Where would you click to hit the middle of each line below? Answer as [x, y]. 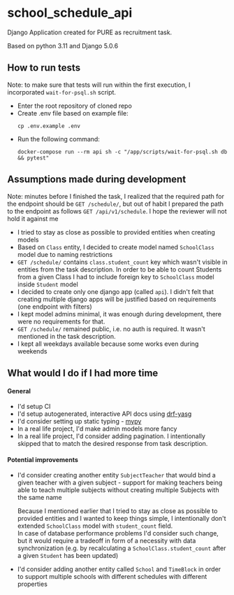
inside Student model [47, 284]
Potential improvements [43, 459]
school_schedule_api [70, 13]
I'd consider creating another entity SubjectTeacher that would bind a [117, 475]
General [19, 391]
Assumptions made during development [97, 180]
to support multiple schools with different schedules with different [112, 577]
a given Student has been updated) [68, 556]
